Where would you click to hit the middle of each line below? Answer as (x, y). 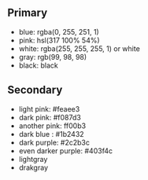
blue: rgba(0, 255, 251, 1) (59, 31)
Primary (28, 13)
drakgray (33, 167)
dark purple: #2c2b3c (54, 142)
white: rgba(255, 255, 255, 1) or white (80, 48)
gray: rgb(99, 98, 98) (53, 57)
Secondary (35, 90)
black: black (38, 65)
